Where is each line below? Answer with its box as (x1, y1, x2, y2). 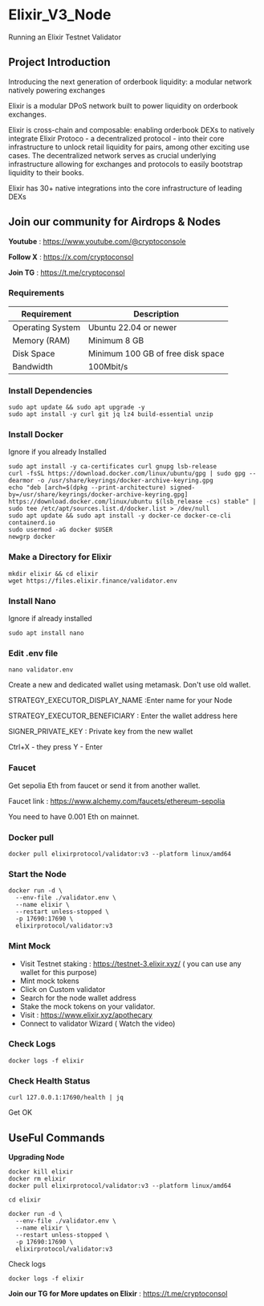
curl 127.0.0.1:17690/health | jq (8, 1094, 124, 1102)
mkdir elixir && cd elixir (8, 569, 99, 577)
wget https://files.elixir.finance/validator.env (8, 577, 178, 585)
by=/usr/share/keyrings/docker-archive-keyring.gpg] (8, 491, 189, 499)
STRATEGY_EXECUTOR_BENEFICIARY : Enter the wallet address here (8, 711, 238, 720)
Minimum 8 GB (87, 335, 144, 346)
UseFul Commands (8, 1131, 106, 1145)
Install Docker (8, 429, 64, 440)
